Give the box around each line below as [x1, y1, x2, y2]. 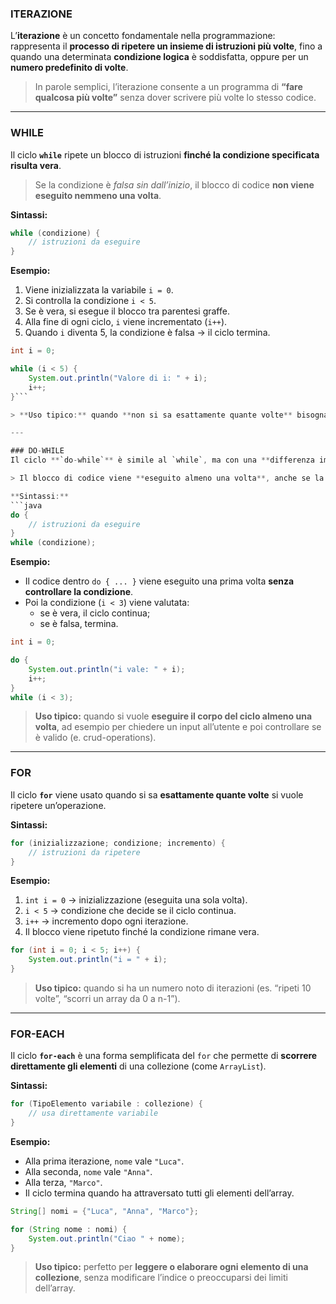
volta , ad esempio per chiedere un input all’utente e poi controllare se [34, 721, 322, 733]
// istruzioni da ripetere [28, 847, 141, 857]
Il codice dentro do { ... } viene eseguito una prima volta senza [24, 575, 295, 587]
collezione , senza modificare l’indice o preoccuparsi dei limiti [34, 1272, 288, 1284]
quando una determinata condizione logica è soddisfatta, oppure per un [10, 51, 309, 63]
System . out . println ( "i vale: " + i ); [28, 664, 186, 674]
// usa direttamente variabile [28, 1108, 159, 1119]
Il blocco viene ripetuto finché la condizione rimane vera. [24, 926, 260, 938]
